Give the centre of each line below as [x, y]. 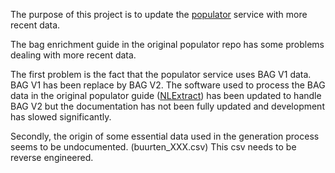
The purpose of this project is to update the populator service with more [159, 14]
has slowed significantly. [61, 117]
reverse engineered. [52, 157]
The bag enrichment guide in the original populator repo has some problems [167, 44]
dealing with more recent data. [73, 55]
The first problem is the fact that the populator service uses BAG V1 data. [161, 74]
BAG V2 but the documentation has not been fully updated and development [167, 106]
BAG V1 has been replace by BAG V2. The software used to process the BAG [168, 85]
